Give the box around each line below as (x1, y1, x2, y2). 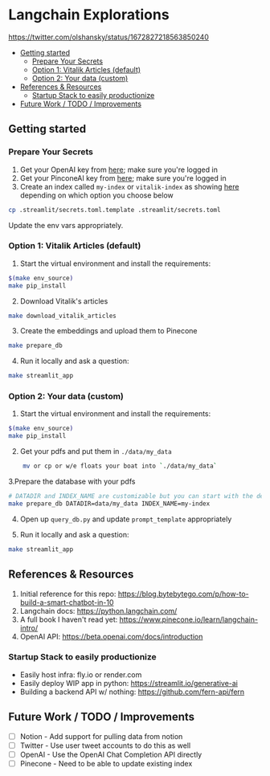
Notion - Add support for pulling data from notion (19, 731, 183, 741)
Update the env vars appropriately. (8, 220, 124, 230)
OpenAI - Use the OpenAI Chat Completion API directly (19, 749, 202, 759)
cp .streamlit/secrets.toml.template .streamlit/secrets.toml (8, 206, 221, 214)
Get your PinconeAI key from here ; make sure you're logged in (19, 173, 227, 182)
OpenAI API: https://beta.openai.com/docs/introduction (19, 631, 203, 641)
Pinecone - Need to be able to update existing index (19, 758, 193, 768)
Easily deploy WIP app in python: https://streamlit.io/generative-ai (19, 678, 239, 688)
